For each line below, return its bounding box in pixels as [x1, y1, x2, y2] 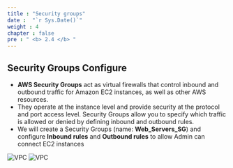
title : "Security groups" [7, 10, 86, 17]
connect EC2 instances [17, 139, 84, 148]
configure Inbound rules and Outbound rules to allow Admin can [17, 132, 205, 140]
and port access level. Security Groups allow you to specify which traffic [17, 109, 227, 119]
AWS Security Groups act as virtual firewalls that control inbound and [17, 80, 219, 89]
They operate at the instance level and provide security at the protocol [17, 102, 220, 111]
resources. [17, 95, 49, 103]
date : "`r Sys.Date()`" [7, 17, 82, 24]
